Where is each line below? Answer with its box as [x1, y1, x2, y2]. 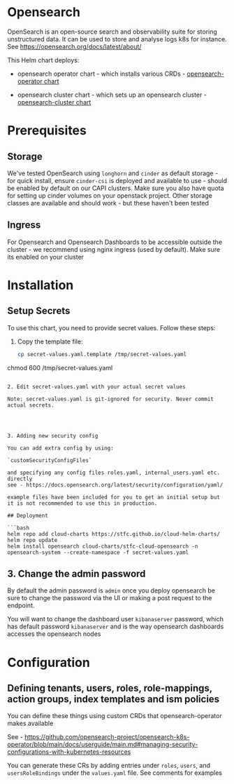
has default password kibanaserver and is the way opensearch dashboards [7, 622, 224, 631]
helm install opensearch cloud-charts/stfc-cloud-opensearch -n [7, 543, 198, 550]
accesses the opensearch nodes [7, 630, 101, 638]
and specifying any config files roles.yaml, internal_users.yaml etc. [7, 469, 220, 476]
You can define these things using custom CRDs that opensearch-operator [7, 712, 222, 720]
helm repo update [7, 536, 58, 543]
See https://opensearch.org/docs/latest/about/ [7, 42, 142, 50]
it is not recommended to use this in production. [7, 499, 158, 507]
